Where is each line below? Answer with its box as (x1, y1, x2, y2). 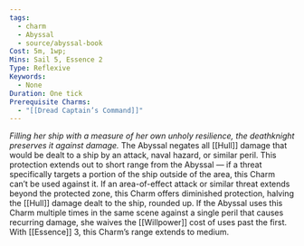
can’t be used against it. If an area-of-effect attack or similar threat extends (9, 178, 290, 190)
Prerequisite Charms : (9, 97, 91, 107)
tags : (9, 13, 30, 23)
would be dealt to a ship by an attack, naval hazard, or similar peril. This (9, 150, 277, 161)
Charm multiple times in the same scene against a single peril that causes (9, 207, 284, 218)
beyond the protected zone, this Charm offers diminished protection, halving (9, 188, 294, 199)
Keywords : (9, 72, 47, 81)
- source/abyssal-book (17, 38, 103, 48)
